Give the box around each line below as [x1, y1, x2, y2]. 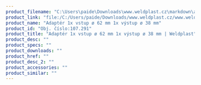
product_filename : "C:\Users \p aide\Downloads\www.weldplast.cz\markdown [5, 8, 191, 15]
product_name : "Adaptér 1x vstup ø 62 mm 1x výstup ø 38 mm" [5, 20, 162, 26]
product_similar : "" [5, 70, 58, 76]
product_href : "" [5, 53, 49, 59]
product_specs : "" [5, 42, 52, 48]
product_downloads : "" [5, 48, 62, 54]
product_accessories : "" [5, 64, 68, 71]
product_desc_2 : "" [5, 59, 55, 65]
